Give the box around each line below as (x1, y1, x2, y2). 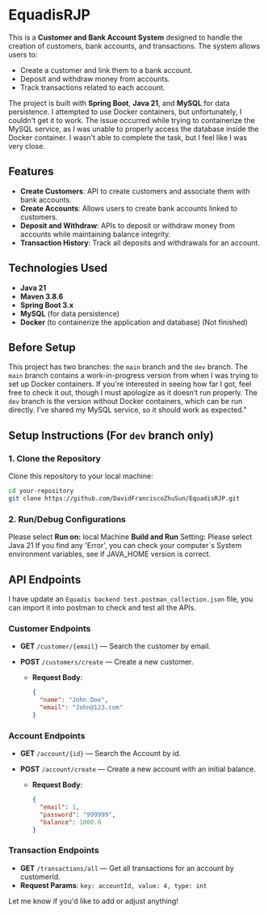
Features (8, 164, 54, 179)
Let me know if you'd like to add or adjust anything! (8, 896, 179, 906)
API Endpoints (8, 572, 82, 586)
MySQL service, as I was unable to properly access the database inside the (8, 124, 259, 134)
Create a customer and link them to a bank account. (19, 65, 193, 74)
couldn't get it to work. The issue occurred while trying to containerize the (8, 115, 256, 125)
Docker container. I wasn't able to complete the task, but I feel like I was (8, 132, 248, 142)
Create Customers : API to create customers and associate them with (19, 186, 250, 196)
